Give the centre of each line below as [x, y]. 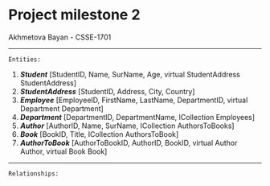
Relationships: [34, 174]
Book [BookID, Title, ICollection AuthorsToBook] [99, 134]
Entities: [25, 59]
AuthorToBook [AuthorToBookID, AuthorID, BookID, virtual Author [129, 143]
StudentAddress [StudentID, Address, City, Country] [107, 91]
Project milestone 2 [74, 15]
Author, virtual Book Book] [63, 151]
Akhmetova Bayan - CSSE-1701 [60, 37]
